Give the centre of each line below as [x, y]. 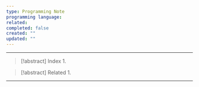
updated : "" [21, 39]
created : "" [21, 34]
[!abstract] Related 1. [46, 72]
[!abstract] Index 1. [43, 61]
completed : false [28, 28]
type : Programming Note [36, 11]
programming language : [34, 17]
